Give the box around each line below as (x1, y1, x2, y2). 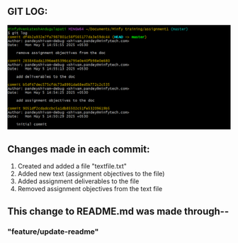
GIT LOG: (7, 6, 48, 18)
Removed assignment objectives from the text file (17, 185, 163, 193)
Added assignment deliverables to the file (17, 177, 140, 185)
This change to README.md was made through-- (7, 205, 229, 217)
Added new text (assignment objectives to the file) (17, 170, 165, 178)
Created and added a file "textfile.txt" (17, 162, 127, 171)
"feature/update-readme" (7, 227, 99, 237)
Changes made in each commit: (7, 143, 150, 155)
